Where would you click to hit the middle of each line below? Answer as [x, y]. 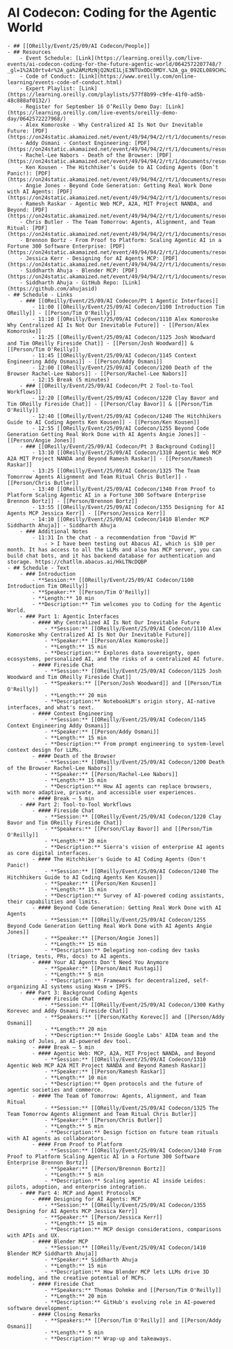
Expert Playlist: [51, 88]
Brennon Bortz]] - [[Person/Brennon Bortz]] [72, 501]
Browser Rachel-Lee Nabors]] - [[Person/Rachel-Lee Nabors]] [97, 373]
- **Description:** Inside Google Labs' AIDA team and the [131, 1035]
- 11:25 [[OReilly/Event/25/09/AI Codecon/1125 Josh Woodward [124, 337]
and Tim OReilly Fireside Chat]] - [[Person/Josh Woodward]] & [101, 343]
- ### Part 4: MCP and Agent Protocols [77, 1193]
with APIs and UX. [34, 1235]
